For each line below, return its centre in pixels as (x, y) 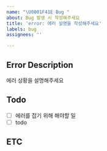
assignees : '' (24, 35)
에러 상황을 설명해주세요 (35, 80)
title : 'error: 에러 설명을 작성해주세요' (54, 23)
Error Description (40, 65)
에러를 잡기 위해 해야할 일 (46, 115)
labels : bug (21, 29)
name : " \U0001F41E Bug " (38, 12)
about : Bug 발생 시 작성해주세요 (43, 18)
